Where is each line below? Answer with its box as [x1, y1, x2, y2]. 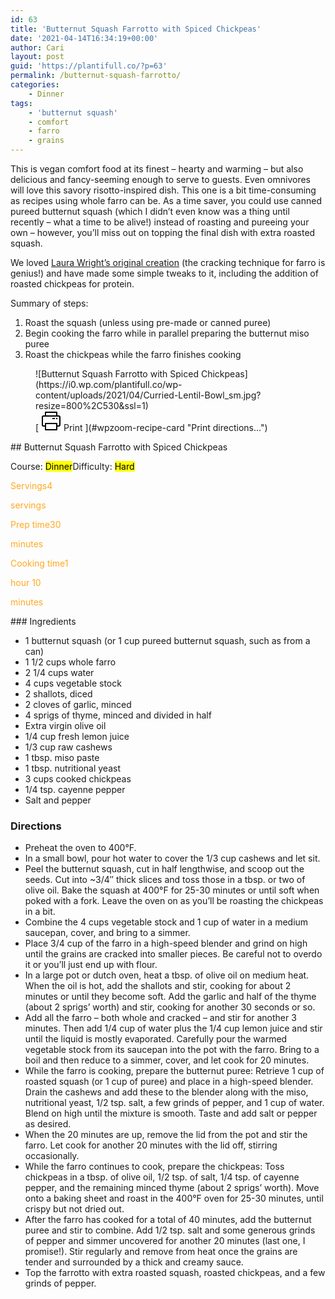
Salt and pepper [24, 794, 92, 806]
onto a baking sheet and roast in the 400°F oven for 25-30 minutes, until [24, 1192, 324, 1205]
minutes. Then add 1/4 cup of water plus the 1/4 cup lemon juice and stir [24, 1022, 323, 1035]
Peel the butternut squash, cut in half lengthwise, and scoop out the [24, 863, 305, 875]
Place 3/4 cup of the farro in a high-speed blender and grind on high [24, 937, 308, 950]
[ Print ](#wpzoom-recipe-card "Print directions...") [35, 422, 268, 433]
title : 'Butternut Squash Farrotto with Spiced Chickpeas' [10, 24, 262, 34]
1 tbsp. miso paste [24, 752, 100, 763]
